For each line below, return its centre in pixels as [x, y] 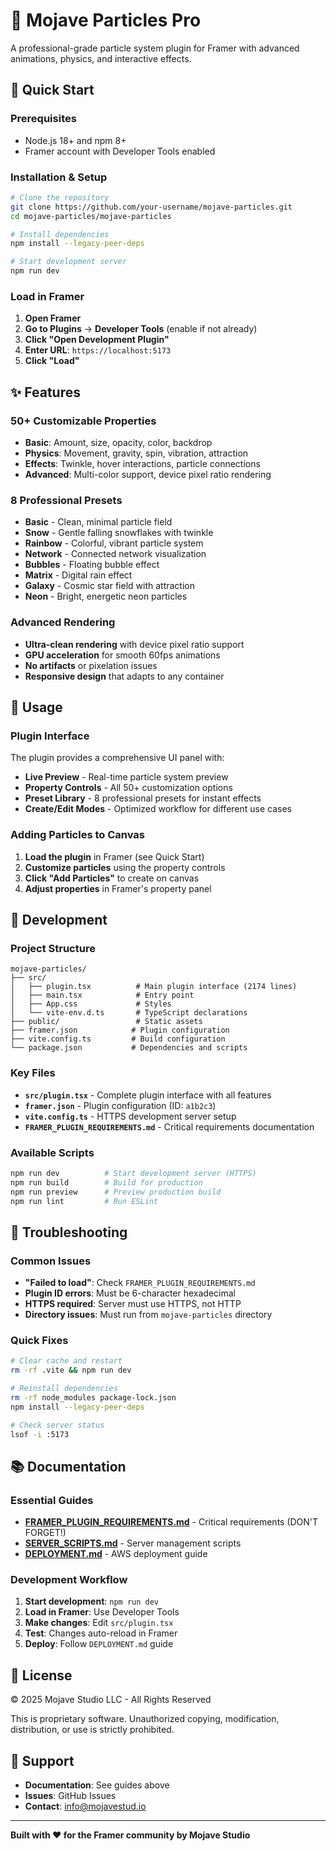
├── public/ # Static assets [106, 1022]
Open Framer [53, 318]
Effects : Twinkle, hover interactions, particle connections [142, 464]
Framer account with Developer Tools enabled [120, 151]
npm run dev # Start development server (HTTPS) [133, 1173]
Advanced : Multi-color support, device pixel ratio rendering [148, 475]
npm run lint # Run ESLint [84, 1201]
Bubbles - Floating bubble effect [92, 565]
